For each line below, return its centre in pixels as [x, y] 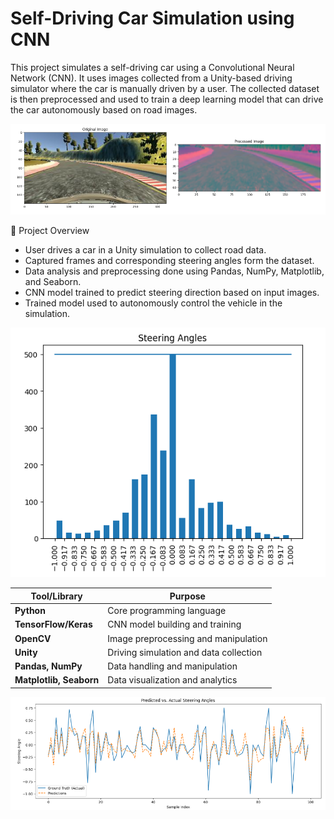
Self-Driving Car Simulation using [152, 18]
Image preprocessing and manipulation [187, 638]
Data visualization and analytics [172, 680]
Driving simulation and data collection [185, 652]
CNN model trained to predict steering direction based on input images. [172, 293]
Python [30, 611]
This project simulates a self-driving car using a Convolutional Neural [152, 67]
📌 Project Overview [50, 231]
